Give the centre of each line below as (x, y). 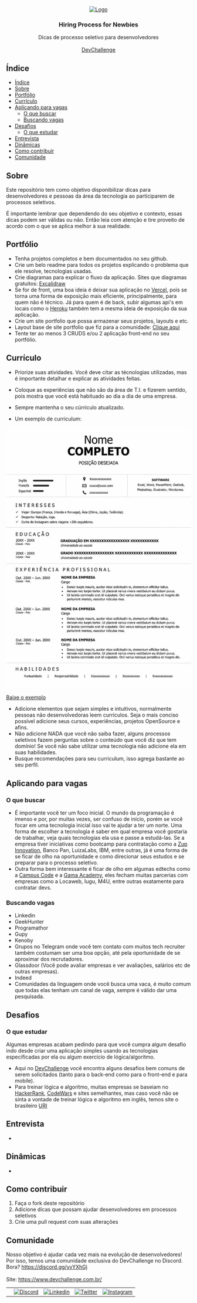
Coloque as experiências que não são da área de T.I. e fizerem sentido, (101, 389)
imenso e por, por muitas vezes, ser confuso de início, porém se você (98, 819)
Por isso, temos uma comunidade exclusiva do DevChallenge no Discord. (94, 1261)
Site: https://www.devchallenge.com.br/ (54, 1280)
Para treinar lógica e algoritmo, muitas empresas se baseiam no (91, 1087)
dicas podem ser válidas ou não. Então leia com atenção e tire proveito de (95, 219)
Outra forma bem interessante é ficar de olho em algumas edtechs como (102, 869)
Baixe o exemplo (26, 697)
